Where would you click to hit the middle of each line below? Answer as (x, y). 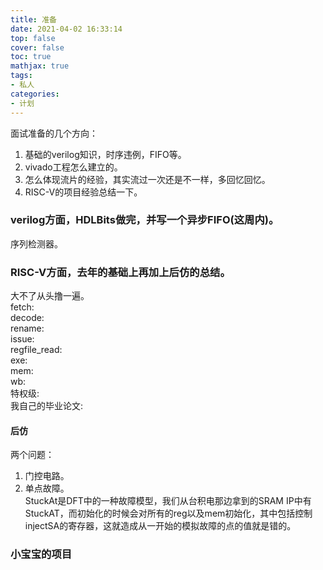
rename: (27, 328)
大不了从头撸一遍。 (50, 296)
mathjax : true (40, 66)
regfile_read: (36, 350)
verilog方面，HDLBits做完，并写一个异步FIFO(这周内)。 (145, 220)
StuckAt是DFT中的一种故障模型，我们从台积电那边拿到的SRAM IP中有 (168, 501)
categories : (35, 94)
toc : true (31, 57)
